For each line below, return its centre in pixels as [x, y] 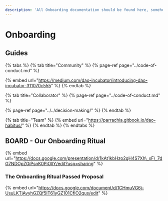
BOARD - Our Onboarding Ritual [55, 141]
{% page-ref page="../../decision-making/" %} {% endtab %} [68, 110]
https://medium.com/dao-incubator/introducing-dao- [93, 80]
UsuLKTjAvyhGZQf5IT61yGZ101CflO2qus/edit [52, 193]
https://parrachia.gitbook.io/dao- [122, 120]
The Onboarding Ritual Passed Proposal [54, 177]
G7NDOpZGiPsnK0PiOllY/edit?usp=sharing [49, 164]
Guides [17, 53]
